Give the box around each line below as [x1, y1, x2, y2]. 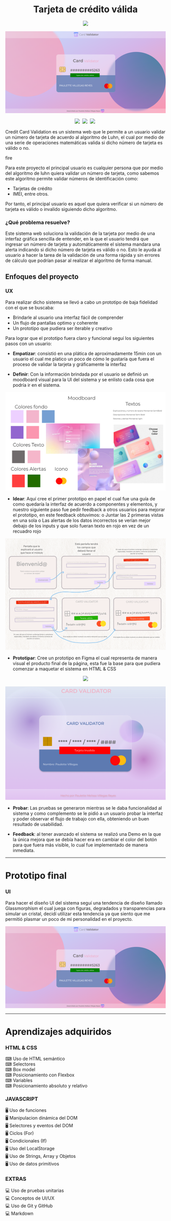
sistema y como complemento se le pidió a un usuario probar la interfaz [12, 810, 163, 816]
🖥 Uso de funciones [5, 1107, 47, 1113]
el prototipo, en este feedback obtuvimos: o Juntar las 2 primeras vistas [12, 512, 164, 518]
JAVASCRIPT [5, 1096, 38, 1103]
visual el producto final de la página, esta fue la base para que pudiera [12, 660, 161, 667]
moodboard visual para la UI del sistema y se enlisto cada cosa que [12, 376, 154, 383]
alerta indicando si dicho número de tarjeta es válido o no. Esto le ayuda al [5, 247, 161, 253]
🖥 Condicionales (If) [5, 1138, 47, 1144]
